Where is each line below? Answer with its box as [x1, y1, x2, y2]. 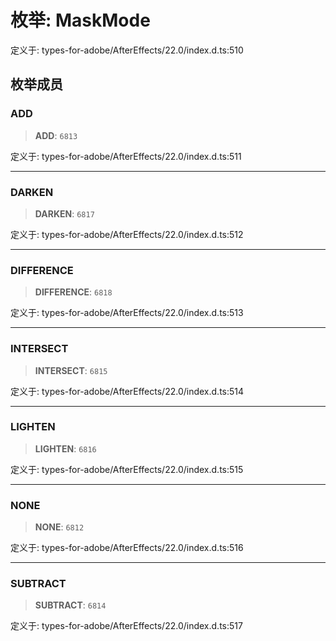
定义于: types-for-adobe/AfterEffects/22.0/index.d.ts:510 [10, 44, 244, 56]
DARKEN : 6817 [34, 207, 95, 220]
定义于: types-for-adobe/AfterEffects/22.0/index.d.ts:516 [10, 542, 244, 554]
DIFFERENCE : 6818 [34, 286, 113, 298]
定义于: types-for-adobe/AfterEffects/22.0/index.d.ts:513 [10, 307, 244, 319]
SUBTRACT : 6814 [34, 599, 107, 611]
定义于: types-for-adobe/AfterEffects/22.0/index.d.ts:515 [10, 463, 244, 475]
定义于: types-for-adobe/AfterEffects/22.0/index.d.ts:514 [10, 385, 245, 397]
